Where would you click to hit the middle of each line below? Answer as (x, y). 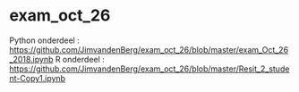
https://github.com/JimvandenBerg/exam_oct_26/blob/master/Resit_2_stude (149, 69)
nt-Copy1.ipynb (37, 78)
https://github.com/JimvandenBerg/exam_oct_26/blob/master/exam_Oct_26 (149, 49)
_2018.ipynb (31, 59)
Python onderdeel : (45, 40)
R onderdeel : (80, 59)
